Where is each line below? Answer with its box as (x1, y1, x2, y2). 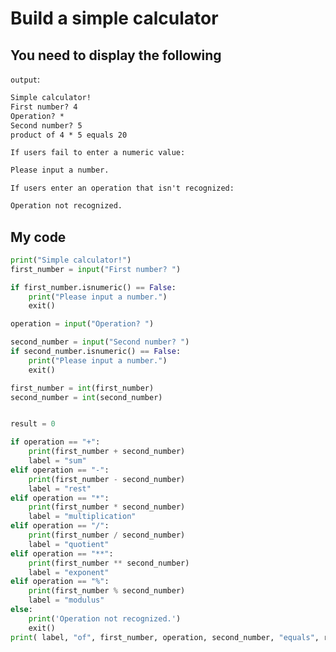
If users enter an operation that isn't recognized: (10, 183, 235, 194)
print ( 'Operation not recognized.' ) (28, 613, 182, 624)
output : (10, 73, 40, 85)
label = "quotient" (28, 539, 110, 549)
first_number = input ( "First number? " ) (10, 264, 182, 274)
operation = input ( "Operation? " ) (10, 319, 155, 329)
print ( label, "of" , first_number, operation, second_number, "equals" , (10, 632, 320, 642)
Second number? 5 (10, 120, 83, 131)
